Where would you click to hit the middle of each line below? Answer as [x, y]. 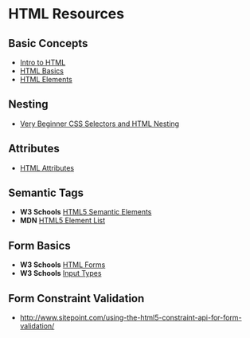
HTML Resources [66, 14]
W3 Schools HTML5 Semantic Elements [86, 212]
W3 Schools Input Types [61, 273]
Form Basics [40, 245]
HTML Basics [41, 71]
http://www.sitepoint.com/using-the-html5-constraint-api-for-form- [131, 318]
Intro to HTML [43, 62]
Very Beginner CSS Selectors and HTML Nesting [100, 124]
